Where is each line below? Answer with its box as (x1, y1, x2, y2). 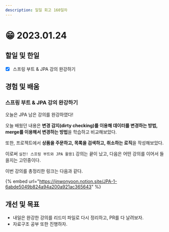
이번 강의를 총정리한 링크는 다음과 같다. (5, 168, 83, 175)
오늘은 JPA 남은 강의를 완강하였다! (5, 111, 74, 118)
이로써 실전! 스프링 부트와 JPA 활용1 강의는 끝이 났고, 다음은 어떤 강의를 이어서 (5, 151, 159, 157)
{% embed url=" (5, 178, 40, 185)
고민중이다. (18, 157, 41, 163)
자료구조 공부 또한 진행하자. (12, 221, 68, 227)
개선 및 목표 (5, 200, 40, 208)
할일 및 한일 (5, 51, 40, 60)
